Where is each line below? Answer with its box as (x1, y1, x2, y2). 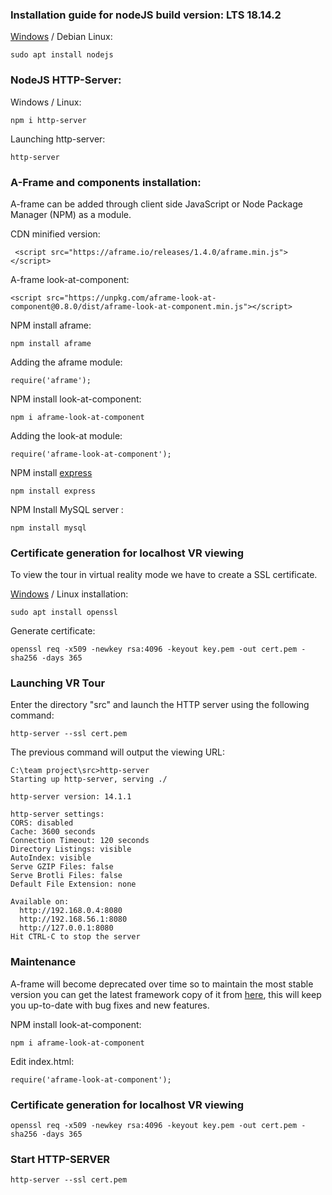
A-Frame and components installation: (10, 175, 202, 189)
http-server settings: (10, 809, 105, 820)
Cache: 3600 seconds (10, 827, 97, 837)
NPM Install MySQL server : (10, 503, 124, 515)
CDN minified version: (10, 228, 101, 240)
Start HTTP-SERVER (10, 1153, 111, 1166)
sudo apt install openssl (10, 608, 118, 618)
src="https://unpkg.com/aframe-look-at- (46, 293, 217, 303)
